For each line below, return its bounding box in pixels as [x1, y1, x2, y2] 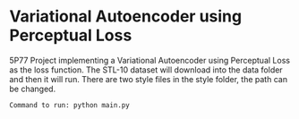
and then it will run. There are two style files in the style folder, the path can [9, 73, 288, 84]
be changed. [9, 83, 56, 94]
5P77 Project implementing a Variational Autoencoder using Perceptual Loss [9, 55, 291, 65]
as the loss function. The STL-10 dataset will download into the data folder [9, 64, 284, 75]
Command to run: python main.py [9, 100, 130, 109]
